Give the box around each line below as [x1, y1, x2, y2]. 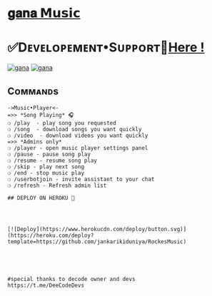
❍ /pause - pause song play [7, 150, 91, 158]
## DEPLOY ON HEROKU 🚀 [7, 194, 75, 201]
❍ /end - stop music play [7, 169, 84, 176]
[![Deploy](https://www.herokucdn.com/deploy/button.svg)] [7, 225, 187, 233]
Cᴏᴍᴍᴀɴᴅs [7, 85, 59, 97]
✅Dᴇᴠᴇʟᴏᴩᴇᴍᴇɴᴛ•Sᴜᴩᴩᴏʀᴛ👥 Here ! [7, 39, 205, 56]
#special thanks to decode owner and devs [7, 275, 136, 282]
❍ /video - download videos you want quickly [7, 132, 148, 139]
